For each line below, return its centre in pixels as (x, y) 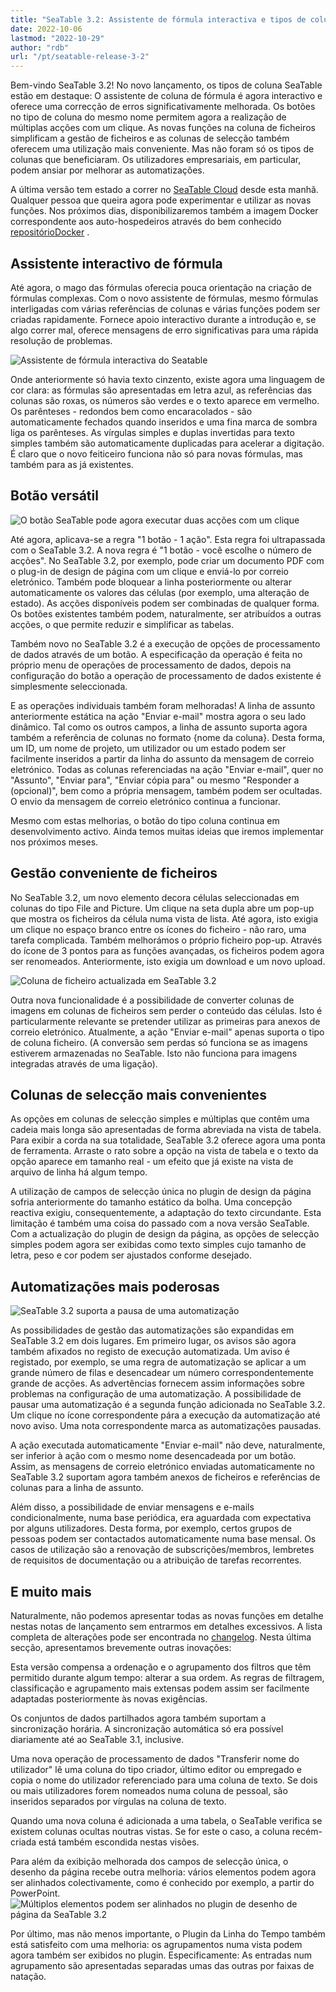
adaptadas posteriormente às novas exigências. (109, 1699)
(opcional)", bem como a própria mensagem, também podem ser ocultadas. (166, 790)
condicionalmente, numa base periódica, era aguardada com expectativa (161, 1518)
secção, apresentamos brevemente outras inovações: (121, 1647)
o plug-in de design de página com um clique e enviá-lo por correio (149, 571)
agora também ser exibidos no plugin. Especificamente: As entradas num (161, 1955)
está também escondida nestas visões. (119, 1842)
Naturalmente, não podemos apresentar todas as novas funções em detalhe (167, 1615)
